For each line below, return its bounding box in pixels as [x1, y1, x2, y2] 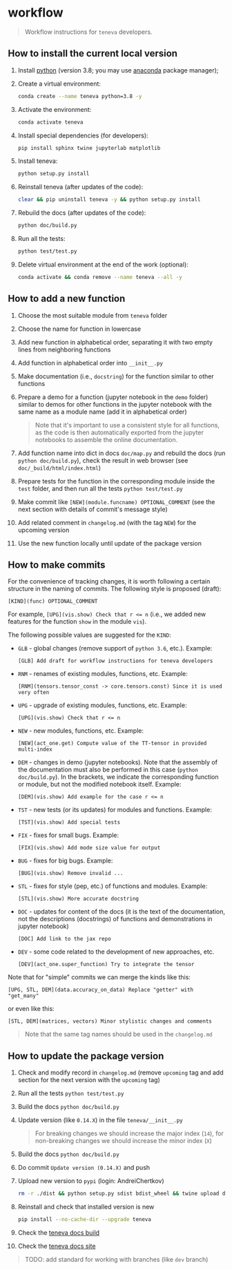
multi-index [17, 746, 52, 753]
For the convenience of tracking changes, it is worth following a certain [8, 577, 211, 586]
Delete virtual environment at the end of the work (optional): [17, 260, 188, 269]
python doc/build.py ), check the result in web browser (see [17, 456, 188, 464]
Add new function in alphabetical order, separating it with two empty [17, 338, 213, 346]
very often [17, 689, 50, 696]
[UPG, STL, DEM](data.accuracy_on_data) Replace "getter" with [8, 986, 194, 994]
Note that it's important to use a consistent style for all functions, [35, 421, 220, 429]
